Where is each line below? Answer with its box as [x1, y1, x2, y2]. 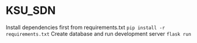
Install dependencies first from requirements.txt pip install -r [5, 24, 165, 31]
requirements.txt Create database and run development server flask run [5, 30, 192, 37]
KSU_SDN [5, 4, 56, 18]
